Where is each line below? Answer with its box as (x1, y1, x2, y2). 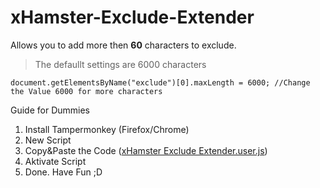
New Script (24, 134, 72, 146)
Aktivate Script (24, 155, 87, 167)
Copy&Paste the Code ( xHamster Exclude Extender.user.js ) (24, 144, 268, 156)
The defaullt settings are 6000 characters (34, 58, 207, 70)
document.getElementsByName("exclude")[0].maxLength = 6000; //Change (10, 77, 311, 88)
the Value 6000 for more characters (10, 86, 163, 96)
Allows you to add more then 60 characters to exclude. (10, 39, 237, 51)
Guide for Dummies (10, 104, 91, 116)
